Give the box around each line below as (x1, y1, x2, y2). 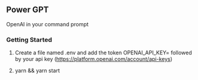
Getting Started (6, 35, 52, 44)
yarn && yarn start (14, 67, 60, 74)
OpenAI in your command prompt (6, 20, 89, 27)
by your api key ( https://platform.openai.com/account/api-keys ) (14, 56, 173, 63)
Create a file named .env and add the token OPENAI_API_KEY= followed (14, 49, 192, 56)
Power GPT (6, 5, 49, 15)
